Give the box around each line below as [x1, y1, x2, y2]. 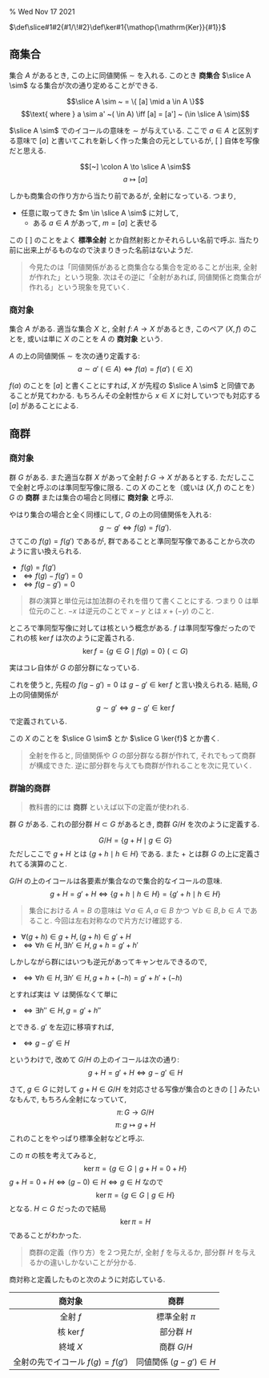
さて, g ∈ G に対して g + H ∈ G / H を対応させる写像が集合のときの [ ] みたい [9, 1084, 260, 1095]
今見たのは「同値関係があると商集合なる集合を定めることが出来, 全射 [28, 262, 258, 271]
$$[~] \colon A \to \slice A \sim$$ [79, 161, 191, 171]
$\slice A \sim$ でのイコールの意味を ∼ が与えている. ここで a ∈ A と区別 [9, 125, 253, 135]
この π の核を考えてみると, [9, 1151, 97, 1160]
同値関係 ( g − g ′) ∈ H [135, 1356, 216, 1368]
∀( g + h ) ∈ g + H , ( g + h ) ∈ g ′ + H [20, 932, 131, 942]
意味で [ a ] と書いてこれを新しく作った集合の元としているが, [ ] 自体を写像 [15, 136, 259, 145]
